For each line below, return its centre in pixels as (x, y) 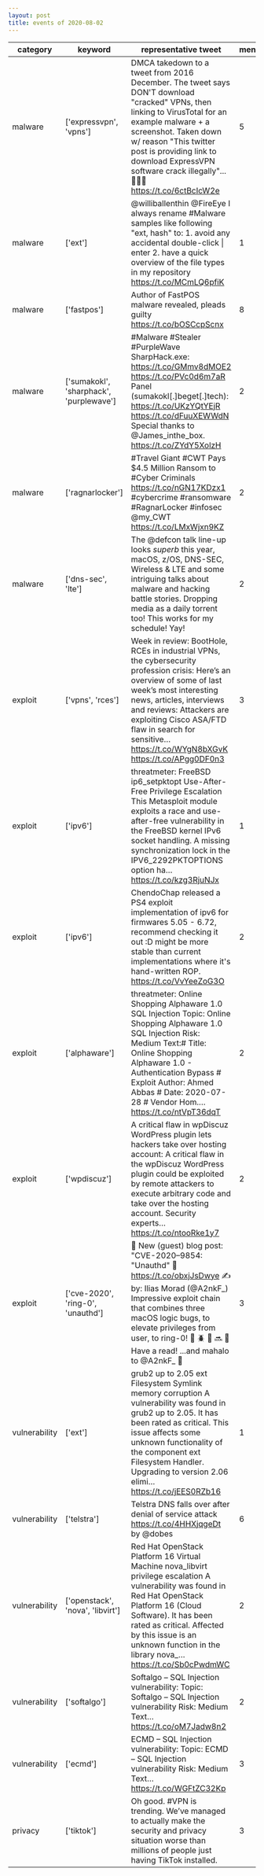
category (35, 50)
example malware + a (170, 121)
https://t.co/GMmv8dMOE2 (181, 367)
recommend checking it (174, 931)
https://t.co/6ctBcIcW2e (175, 190)
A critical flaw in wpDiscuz (180, 1124)
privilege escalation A (170, 1576)
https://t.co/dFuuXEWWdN (180, 415)
